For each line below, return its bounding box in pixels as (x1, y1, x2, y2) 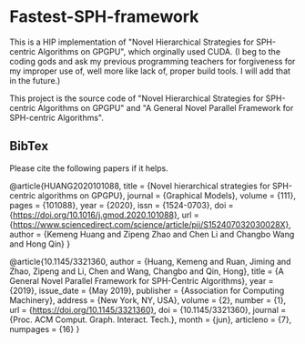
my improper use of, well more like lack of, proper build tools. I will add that (9, 66, 291, 76)
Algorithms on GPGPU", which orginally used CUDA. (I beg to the (37, 46, 280, 56)
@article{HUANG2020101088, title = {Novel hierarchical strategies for (9, 180, 270, 191)
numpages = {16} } (9, 323, 80, 334)
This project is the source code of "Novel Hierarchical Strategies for (9, 93, 264, 104)
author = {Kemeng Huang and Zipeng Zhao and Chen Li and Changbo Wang (9, 228, 295, 239)
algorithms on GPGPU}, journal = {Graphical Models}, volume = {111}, (37, 189, 297, 201)
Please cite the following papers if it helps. (9, 162, 168, 174)
